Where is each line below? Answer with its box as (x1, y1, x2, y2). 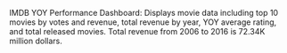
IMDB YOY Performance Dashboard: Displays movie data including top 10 (9, 8, 279, 18)
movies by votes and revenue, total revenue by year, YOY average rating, (9, 17, 277, 27)
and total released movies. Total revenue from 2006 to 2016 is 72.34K (9, 26, 266, 36)
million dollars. (9, 35, 62, 46)
